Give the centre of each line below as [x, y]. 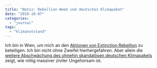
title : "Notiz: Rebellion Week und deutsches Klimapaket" [65, 9]
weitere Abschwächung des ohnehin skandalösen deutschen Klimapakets [79, 55]
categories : [17, 18]
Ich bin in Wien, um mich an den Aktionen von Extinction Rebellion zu [74, 45]
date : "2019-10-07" [25, 14]
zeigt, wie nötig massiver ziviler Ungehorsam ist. [53, 61]
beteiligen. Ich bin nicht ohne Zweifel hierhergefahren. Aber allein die [74, 50]
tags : [10, 27]
